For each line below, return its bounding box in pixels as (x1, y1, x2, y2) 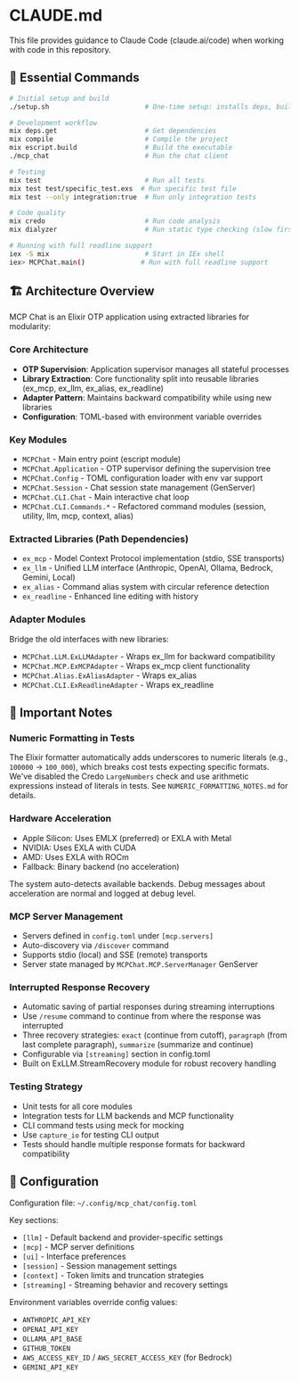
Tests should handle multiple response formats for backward (21, 1138, 246, 1149)
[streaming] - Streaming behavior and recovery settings (21, 1279, 229, 1290)
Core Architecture (9, 343, 89, 356)
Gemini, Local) (21, 572, 76, 583)
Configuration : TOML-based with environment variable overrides (21, 411, 263, 422)
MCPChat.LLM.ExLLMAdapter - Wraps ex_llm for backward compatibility (21, 650, 276, 661)
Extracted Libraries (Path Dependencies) (9, 533, 190, 545)
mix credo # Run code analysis (9, 217, 221, 226)
